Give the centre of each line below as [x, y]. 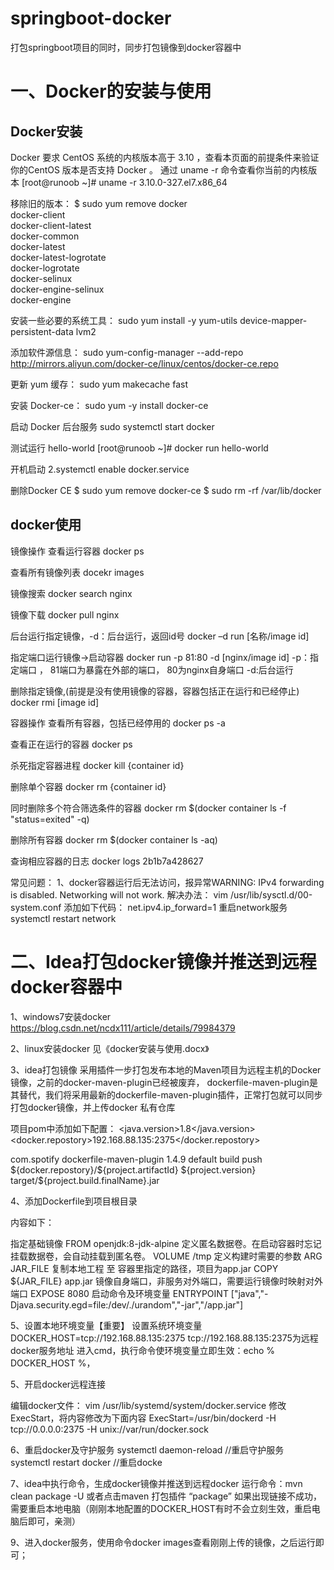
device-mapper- [273, 320]
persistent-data [42, 331]
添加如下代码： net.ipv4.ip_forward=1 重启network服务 [175, 907]
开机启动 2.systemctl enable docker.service [100, 469]
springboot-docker [91, 18]
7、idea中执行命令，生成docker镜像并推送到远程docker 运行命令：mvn [156, 1483]
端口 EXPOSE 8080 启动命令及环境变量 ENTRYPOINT [119, 1293]
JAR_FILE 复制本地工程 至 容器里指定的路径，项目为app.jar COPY [144, 1268]
